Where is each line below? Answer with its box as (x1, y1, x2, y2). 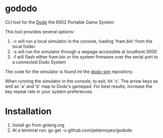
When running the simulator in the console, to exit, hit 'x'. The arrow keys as (5, 78, 158, 84)
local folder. (12, 43, 36, 49)
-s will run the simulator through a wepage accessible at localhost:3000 (12, 49, 157, 55)
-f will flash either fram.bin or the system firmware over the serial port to (12, 54, 158, 59)
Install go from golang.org (12, 122, 65, 128)
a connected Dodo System (12, 59, 66, 65)
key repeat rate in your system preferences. (5, 88, 93, 94)
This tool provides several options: (5, 28, 75, 34)
